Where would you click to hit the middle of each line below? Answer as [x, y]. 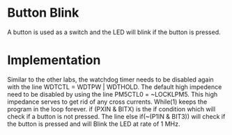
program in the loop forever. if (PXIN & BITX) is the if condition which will [111, 109]
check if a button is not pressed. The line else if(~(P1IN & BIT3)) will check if [116, 116]
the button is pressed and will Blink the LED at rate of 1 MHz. [94, 124]
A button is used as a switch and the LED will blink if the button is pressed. [114, 32]
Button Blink [43, 13]
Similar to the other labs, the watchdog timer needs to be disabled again [110, 79]
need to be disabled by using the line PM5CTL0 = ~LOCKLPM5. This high [113, 94]
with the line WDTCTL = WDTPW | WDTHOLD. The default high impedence [115, 87]
